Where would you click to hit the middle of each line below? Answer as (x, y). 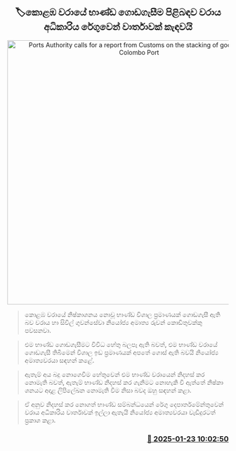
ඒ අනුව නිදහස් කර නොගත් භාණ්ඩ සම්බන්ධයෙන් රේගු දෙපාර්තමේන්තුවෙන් (124, 404)
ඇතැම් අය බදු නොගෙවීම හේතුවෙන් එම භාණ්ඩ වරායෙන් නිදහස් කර (114, 374)
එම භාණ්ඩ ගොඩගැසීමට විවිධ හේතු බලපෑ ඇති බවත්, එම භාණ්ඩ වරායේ (121, 344)
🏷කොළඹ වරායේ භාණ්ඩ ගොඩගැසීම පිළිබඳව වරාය (118, 12)
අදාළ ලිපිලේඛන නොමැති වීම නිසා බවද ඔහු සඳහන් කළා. (118, 390)
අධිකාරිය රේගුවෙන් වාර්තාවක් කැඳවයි (118, 27)
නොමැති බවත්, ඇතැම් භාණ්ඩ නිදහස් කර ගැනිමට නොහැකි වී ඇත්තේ (115, 382)
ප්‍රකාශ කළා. (40, 420)
